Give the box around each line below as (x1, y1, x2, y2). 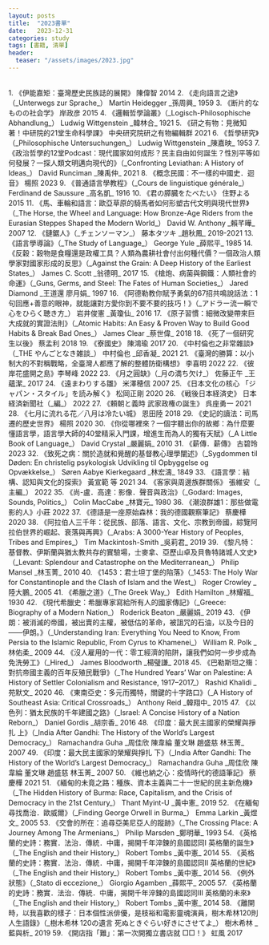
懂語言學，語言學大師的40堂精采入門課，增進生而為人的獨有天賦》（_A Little (8, 428, 258, 438)
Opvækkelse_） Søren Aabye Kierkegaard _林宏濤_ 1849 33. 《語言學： (8, 466, 243, 477)
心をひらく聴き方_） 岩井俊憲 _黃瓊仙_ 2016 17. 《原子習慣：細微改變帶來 (8, 308, 248, 317)
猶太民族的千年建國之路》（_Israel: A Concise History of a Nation (29, 707, 240, 717)
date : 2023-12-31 (8, 26, 74, 34)
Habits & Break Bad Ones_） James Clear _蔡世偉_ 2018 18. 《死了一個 (8, 328, 240, 337)
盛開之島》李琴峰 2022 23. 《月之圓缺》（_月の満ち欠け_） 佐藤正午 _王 (22, 368, 256, 378)
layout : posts (8, 11, 56, 20)
